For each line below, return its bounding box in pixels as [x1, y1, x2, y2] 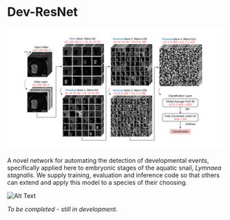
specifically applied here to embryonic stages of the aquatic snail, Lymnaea [7, 163, 222, 172]
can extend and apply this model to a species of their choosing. [7, 179, 188, 187]
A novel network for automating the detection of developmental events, [7, 157, 209, 165]
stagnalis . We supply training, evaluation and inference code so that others [7, 171, 220, 179]
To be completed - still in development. [7, 205, 118, 214]
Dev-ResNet [7, 4, 78, 20]
